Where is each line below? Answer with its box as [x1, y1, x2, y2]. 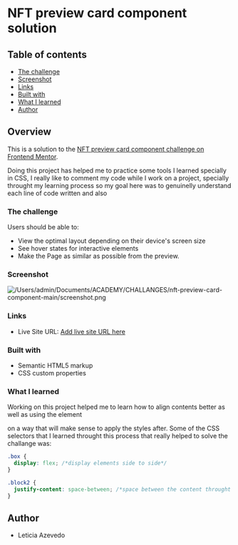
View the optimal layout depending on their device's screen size [17, 237, 206, 245]
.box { [7, 453, 27, 460]
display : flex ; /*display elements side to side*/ [14, 460, 167, 467]
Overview [7, 126, 52, 138]
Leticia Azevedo [17, 531, 66, 539]
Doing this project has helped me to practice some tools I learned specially [7, 166, 227, 175]
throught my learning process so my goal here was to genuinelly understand [7, 181, 232, 190]
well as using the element [7, 410, 83, 419]
